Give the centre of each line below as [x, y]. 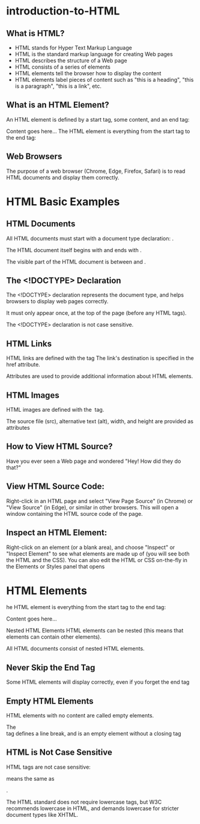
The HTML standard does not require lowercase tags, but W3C [84, 802]
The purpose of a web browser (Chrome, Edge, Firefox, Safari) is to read [96, 171]
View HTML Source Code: [56, 487]
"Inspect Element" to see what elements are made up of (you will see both [98, 553]
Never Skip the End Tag [51, 667]
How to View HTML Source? [59, 447]
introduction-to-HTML [63, 11]
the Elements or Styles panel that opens [56, 566]
